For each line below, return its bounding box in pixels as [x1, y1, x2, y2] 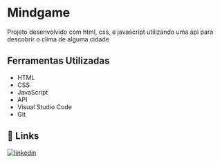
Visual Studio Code [17, 102, 73, 111]
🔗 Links [7, 130, 39, 142]
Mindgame [7, 5, 71, 21]
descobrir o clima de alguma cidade [7, 35, 109, 43]
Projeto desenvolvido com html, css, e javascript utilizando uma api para [7, 28, 214, 36]
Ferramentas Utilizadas [7, 55, 110, 67]
